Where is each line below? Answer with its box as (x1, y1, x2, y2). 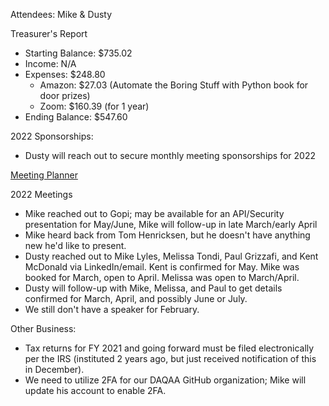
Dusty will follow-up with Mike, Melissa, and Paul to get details (24, 282, 283, 294)
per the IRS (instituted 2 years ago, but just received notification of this (24, 353, 317, 364)
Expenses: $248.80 (24, 69, 106, 80)
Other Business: (10, 323, 77, 334)
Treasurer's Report (10, 28, 88, 39)
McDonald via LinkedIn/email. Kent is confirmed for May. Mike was (24, 261, 300, 273)
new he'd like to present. (24, 240, 127, 251)
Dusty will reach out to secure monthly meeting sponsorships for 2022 (24, 150, 317, 161)
